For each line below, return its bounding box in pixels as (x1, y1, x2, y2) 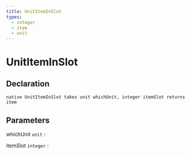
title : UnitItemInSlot (6, 8, 62, 15)
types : (6, 14, 22, 20)
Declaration (6, 78, 50, 88)
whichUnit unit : (6, 130, 46, 137)
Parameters (6, 115, 50, 125)
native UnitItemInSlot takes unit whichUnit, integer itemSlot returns (6, 94, 185, 100)
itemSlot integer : (6, 142, 49, 149)
